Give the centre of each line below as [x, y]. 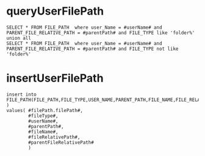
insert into [21, 94]
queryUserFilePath [55, 11]
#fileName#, [44, 132]
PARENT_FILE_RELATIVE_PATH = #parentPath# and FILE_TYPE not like [92, 49]
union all [19, 38]
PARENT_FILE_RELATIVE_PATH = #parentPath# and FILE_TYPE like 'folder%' [101, 33]
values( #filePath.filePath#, [45, 110]
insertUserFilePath [55, 78]
